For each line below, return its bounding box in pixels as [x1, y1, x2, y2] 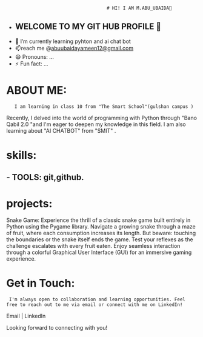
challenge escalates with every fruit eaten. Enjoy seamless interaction [6, 242, 181, 250]
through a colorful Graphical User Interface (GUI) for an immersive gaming [6, 249, 192, 256]
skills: [6, 148, 37, 162]
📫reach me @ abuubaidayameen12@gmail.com [15, 44, 134, 52]
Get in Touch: [6, 276, 75, 290]
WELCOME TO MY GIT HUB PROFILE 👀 [15, 21, 162, 32]
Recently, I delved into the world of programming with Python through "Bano [6, 114, 197, 121]
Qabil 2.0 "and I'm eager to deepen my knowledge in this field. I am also [6, 121, 186, 128]
